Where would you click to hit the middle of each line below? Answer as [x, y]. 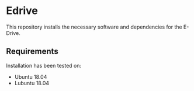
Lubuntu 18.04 [32, 83]
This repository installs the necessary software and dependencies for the [94, 27]
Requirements [32, 52]
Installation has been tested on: [44, 65]
